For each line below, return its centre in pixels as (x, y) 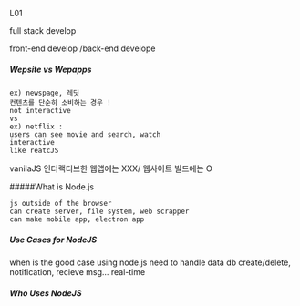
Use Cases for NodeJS (53, 240)
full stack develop (43, 31)
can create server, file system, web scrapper (99, 211)
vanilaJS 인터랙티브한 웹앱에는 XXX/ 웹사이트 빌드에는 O (111, 168)
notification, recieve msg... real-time (78, 271)
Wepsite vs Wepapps (51, 69)
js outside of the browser (61, 203)
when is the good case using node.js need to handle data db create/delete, (150, 262)
